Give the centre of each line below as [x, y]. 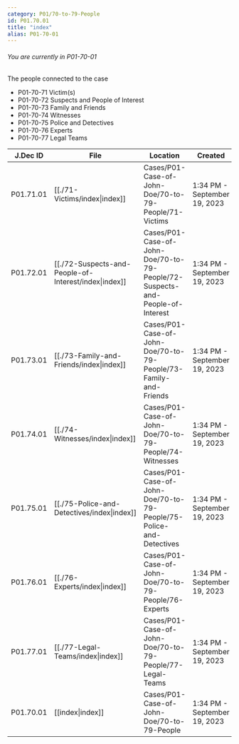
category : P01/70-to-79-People [54, 14]
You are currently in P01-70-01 [52, 56]
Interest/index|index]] [90, 282]
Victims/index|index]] [90, 199]
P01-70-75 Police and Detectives [65, 123]
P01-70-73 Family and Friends [62, 108]
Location [164, 156]
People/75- [163, 517]
